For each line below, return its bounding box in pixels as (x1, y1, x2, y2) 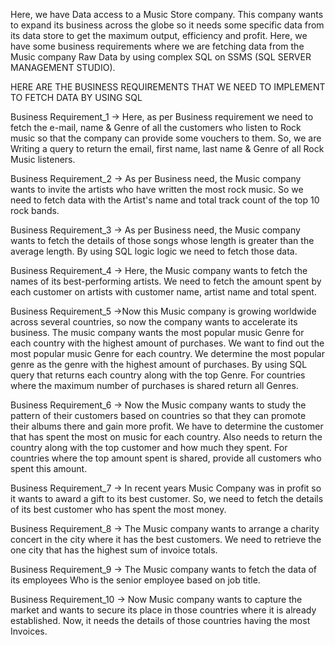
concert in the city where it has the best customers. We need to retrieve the (10, 534, 322, 545)
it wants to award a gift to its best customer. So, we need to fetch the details (10, 493, 324, 504)
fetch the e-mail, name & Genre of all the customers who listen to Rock (10, 122, 302, 133)
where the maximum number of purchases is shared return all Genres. (10, 380, 299, 391)
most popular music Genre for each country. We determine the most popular (10, 348, 326, 359)
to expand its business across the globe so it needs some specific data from (10, 19, 325, 31)
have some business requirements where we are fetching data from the (10, 40, 305, 52)
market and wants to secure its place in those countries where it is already (10, 604, 317, 616)
